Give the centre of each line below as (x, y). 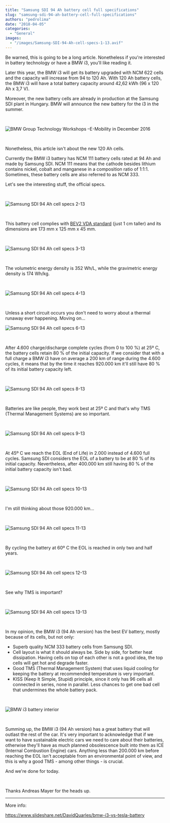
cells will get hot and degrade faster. (51, 663)
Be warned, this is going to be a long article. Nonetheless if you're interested (85, 57)
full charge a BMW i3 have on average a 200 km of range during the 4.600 (83, 358)
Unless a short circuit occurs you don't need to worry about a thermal (78, 312)
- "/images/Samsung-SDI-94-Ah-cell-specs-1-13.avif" (67, 43)
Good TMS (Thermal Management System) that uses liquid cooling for (86, 668)
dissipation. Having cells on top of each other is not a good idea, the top (88, 657)
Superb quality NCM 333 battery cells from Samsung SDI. (73, 647)
